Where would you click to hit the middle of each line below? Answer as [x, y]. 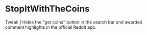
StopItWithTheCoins [47, 9]
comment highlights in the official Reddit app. [51, 27]
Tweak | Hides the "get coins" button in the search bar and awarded [74, 22]
